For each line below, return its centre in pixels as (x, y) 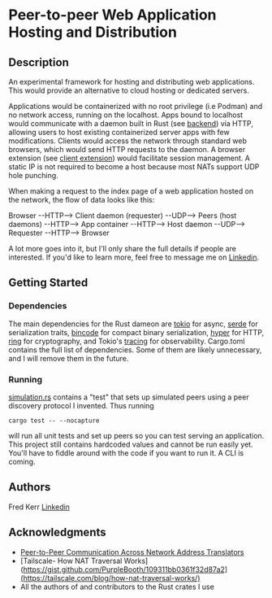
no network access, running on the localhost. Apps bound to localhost (126, 115)
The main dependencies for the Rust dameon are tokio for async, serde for (133, 324)
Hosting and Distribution (93, 32)
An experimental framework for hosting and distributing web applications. (132, 82)
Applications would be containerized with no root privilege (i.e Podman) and (136, 106)
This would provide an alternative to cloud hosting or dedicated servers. (129, 90)
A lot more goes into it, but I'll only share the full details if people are (123, 249)
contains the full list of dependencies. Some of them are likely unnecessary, (135, 349)
